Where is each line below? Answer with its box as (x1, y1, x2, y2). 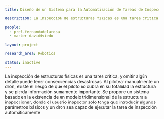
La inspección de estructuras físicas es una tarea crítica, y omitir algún (5, 73, 147, 79)
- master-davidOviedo (9, 34, 54, 39)
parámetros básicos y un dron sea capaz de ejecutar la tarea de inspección (5, 104, 157, 110)
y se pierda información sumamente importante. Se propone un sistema (5, 88, 149, 95)
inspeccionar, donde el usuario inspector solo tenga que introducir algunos (5, 99, 156, 105)
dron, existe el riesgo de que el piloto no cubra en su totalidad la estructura (5, 84, 156, 89)
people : (5, 25, 21, 30)
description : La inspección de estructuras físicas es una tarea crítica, (5, 16, 161, 21)
